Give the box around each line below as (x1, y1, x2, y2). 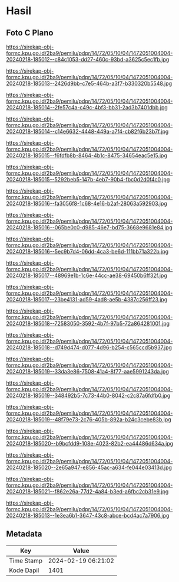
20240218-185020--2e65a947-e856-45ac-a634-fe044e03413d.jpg (6, 464, 173, 471)
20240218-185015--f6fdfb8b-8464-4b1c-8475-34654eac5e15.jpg (6, 152, 168, 159)
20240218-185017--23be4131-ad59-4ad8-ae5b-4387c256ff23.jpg (6, 296, 168, 303)
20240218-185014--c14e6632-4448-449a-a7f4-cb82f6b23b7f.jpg (6, 128, 169, 135)
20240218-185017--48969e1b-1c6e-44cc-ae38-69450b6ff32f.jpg (6, 272, 168, 279)
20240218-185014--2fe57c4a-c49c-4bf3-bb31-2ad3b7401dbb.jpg (6, 104, 168, 110)
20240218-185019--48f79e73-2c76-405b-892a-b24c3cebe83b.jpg (6, 416, 172, 423)
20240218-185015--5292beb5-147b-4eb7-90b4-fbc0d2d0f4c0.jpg (6, 176, 170, 183)
